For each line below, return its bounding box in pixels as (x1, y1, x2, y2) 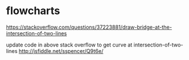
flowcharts (6, 4, 60, 18)
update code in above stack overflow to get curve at (6, 41, 133, 48)
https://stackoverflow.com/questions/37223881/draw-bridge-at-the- (6, 24, 172, 31)
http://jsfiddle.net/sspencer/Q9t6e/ (18, 47, 104, 54)
